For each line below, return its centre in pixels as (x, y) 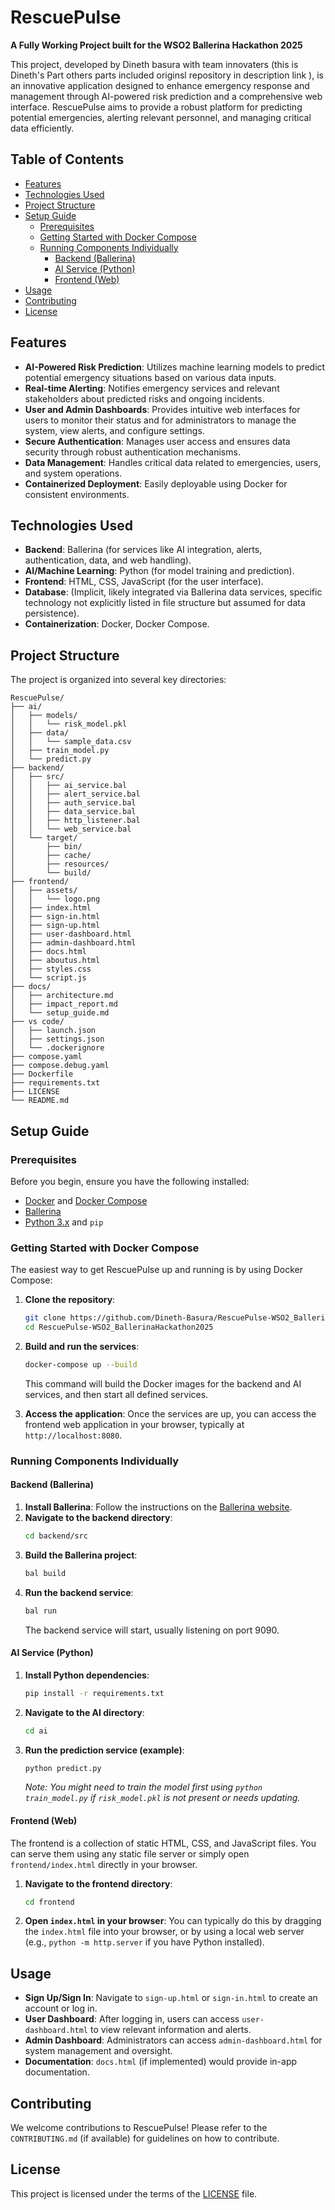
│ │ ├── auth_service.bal (73, 803)
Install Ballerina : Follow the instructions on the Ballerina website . (158, 1507)
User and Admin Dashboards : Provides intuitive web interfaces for (162, 409)
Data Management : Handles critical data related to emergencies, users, (173, 462)
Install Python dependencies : (87, 1675)
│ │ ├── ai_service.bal (69, 786)
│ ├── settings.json (57, 1039)
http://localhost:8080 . (73, 1435)
